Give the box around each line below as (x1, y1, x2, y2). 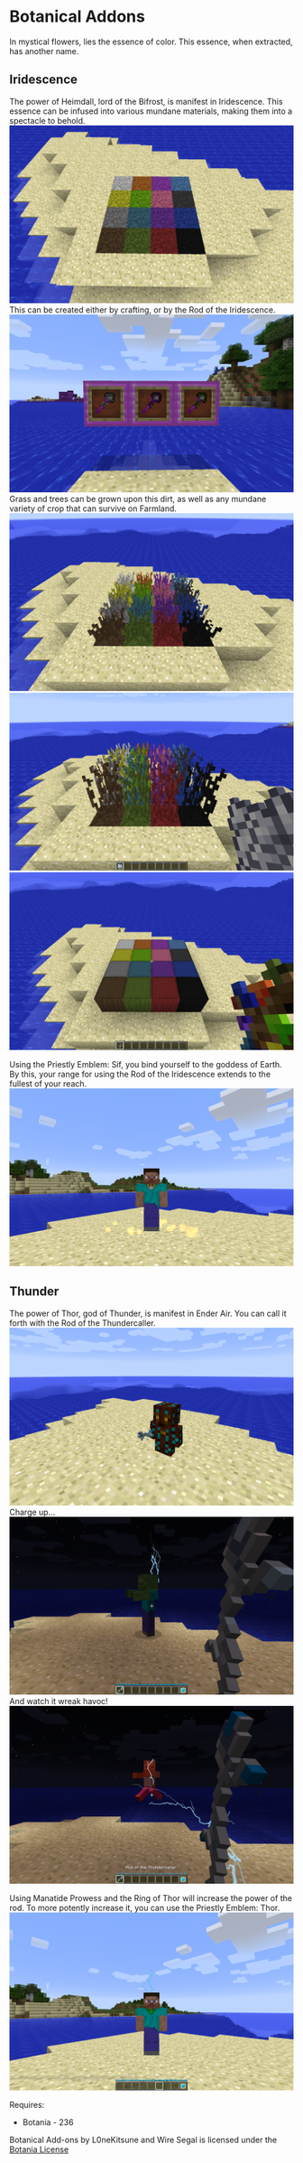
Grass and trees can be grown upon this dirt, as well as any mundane (9, 493, 267, 504)
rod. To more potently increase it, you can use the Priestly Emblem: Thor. (9, 1902, 280, 1913)
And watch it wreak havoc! (9, 1695, 108, 1706)
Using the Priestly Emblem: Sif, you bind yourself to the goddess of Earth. (9, 1058, 282, 1069)
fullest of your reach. (9, 1077, 87, 1089)
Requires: (9, 2099, 45, 2110)
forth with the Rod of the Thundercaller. (9, 1317, 156, 1329)
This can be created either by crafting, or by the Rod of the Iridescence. (9, 304, 276, 315)
